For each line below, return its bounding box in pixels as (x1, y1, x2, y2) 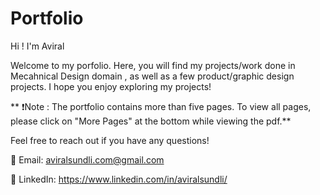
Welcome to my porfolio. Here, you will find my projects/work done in (10, 59, 296, 71)
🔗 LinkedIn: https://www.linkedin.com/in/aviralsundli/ (10, 173, 228, 185)
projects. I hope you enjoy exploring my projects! (10, 80, 212, 92)
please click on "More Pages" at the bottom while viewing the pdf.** (10, 115, 292, 127)
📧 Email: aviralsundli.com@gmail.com (10, 153, 165, 166)
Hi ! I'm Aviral (10, 40, 65, 52)
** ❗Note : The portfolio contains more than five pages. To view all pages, (10, 100, 312, 112)
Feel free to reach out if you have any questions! (10, 134, 210, 146)
